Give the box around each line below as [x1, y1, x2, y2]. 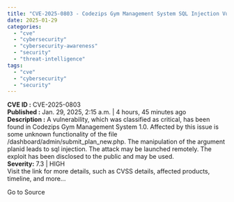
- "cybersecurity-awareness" [13, 42, 98, 49]
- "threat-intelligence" [13, 56, 86, 63]
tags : [7, 62, 23, 69]
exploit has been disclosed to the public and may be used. [7, 153, 174, 161]
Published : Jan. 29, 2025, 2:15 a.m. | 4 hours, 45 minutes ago [7, 108, 187, 116]
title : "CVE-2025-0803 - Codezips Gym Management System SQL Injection [7, 10, 219, 17]
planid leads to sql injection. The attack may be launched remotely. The [7, 145, 212, 153]
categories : [7, 23, 42, 30]
